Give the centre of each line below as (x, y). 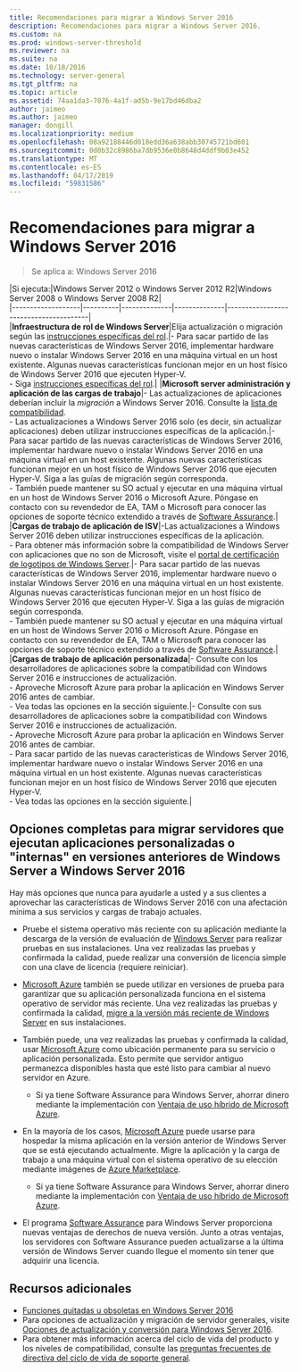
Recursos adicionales (71, 1288)
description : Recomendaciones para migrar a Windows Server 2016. (135, 26)
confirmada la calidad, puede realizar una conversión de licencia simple (154, 958)
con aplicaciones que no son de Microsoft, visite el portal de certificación (144, 555)
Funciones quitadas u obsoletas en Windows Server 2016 (128, 1310)
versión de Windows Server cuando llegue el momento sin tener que (148, 1251)
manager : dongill (42, 126)
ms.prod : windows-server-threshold (75, 42)
